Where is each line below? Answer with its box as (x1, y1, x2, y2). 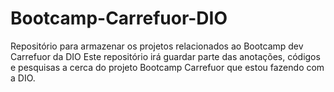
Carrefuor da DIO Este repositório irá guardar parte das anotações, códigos (10, 50, 321, 62)
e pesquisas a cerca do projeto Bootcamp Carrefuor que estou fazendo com (10, 61, 325, 73)
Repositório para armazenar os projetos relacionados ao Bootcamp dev (10, 40, 304, 52)
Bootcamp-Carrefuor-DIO (10, 7, 228, 30)
